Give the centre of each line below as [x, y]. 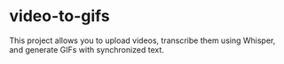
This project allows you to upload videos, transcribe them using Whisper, [142, 40]
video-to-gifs [59, 16]
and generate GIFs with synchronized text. [87, 49]
